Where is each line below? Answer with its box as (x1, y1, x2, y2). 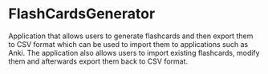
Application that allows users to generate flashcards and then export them (8, 31, 254, 41)
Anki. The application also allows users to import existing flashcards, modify (8, 48, 260, 57)
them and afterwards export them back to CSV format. (8, 56, 189, 66)
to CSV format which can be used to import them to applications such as (8, 39, 249, 49)
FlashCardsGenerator (8, 5, 156, 23)
